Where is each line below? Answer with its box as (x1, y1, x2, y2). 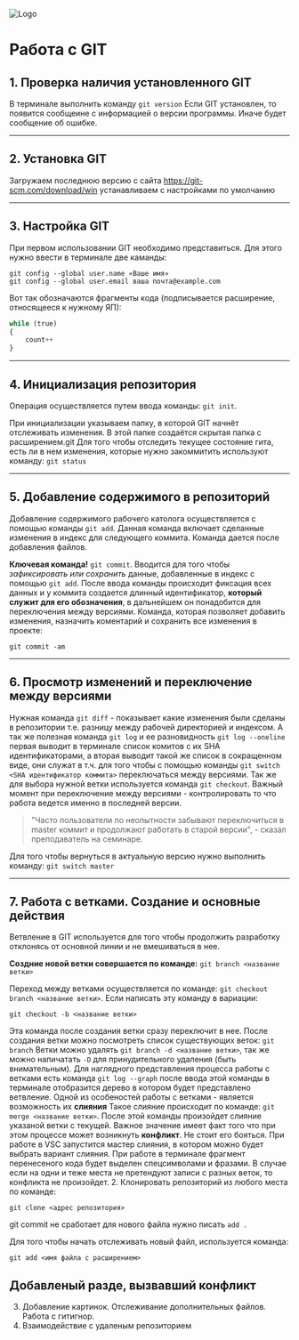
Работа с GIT (9, 40, 108, 60)
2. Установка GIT (9, 151, 107, 166)
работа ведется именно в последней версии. (9, 797, 182, 808)
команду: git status (9, 455, 87, 466)
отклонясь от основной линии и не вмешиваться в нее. (9, 941, 221, 952)
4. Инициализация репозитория (9, 376, 197, 392)
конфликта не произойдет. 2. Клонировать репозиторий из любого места (9, 1177, 288, 1188)
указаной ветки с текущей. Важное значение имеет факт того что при (9, 1120, 276, 1131)
